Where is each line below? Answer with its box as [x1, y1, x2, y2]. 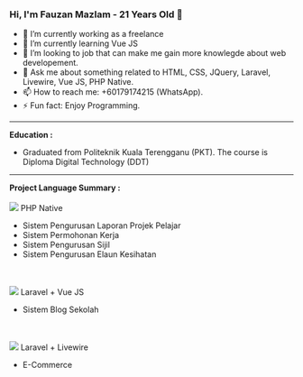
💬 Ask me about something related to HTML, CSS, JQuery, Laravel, [22, 67, 271, 78]
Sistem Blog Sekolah [22, 304, 99, 315]
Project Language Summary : [9, 182, 121, 193]
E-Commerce [22, 360, 73, 371]
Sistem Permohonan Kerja [22, 230, 120, 241]
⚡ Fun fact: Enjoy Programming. [22, 100, 141, 111]
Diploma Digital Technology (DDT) [22, 157, 150, 168]
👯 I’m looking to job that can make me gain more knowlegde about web [22, 48, 287, 59]
